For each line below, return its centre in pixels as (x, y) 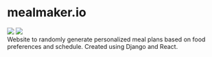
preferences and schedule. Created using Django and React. (93, 46)
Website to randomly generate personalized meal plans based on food (106, 39)
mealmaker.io (47, 13)
